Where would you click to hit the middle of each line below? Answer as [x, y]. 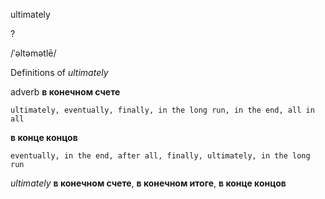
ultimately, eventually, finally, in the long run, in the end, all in [162, 110]
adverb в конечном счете [65, 92]
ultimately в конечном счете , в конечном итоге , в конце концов [148, 183]
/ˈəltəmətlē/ [33, 53]
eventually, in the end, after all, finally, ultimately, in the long [160, 156]
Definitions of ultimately [59, 72]
